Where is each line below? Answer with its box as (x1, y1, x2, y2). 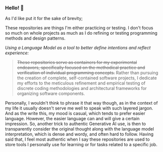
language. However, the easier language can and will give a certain (5, 116, 140, 122)
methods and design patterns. (5, 35, 66, 41)
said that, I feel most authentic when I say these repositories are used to (5, 136, 150, 142)
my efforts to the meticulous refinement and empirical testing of (17, 80, 145, 86)
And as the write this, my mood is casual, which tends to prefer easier (5, 110, 145, 116)
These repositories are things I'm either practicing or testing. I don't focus (5, 25, 154, 31)
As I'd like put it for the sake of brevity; (5, 16, 83, 22)
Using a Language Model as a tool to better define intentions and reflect (5, 45, 151, 51)
